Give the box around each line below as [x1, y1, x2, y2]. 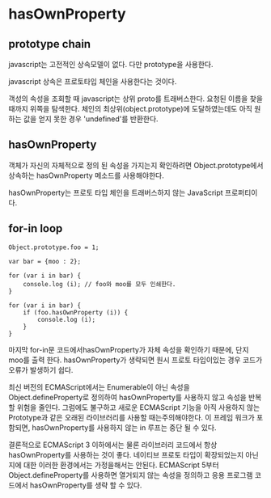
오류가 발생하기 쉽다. [8, 365, 74, 374]
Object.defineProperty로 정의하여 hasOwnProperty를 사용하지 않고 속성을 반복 [8, 392, 262, 402]
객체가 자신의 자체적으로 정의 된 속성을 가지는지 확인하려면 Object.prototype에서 [8, 160, 264, 170]
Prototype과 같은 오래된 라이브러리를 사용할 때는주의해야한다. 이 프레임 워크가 [8, 412, 255, 422]
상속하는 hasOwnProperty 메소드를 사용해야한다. [8, 171, 164, 180]
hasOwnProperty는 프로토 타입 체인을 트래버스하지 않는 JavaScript [8, 188, 224, 197]
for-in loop [8, 222, 63, 235]
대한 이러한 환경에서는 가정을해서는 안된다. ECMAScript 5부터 [23, 460, 220, 470]
